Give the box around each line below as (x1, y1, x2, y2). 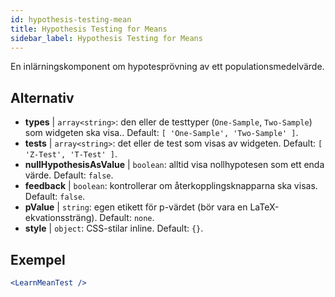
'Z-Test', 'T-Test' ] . (24, 148, 118, 160)
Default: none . (99, 212, 155, 224)
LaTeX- (249, 201, 280, 213)
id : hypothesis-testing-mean (10, 14, 132, 25)
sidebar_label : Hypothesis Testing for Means (10, 33, 203, 43)
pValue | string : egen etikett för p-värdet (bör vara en (24, 201, 248, 213)
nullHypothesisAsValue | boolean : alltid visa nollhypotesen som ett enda (24, 159, 325, 171)
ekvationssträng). (24, 212, 98, 224)
